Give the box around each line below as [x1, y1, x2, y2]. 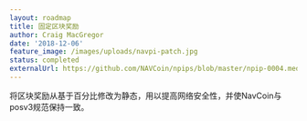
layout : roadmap [9, 13, 71, 23]
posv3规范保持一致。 [9, 101, 90, 112]
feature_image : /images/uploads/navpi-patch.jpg [9, 47, 198, 56]
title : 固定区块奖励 [9, 22, 79, 31]
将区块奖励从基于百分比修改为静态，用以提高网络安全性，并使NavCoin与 [9, 90, 282, 101]
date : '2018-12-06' [9, 38, 84, 48]
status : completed [9, 55, 79, 65]
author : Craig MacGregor [9, 30, 104, 39]
